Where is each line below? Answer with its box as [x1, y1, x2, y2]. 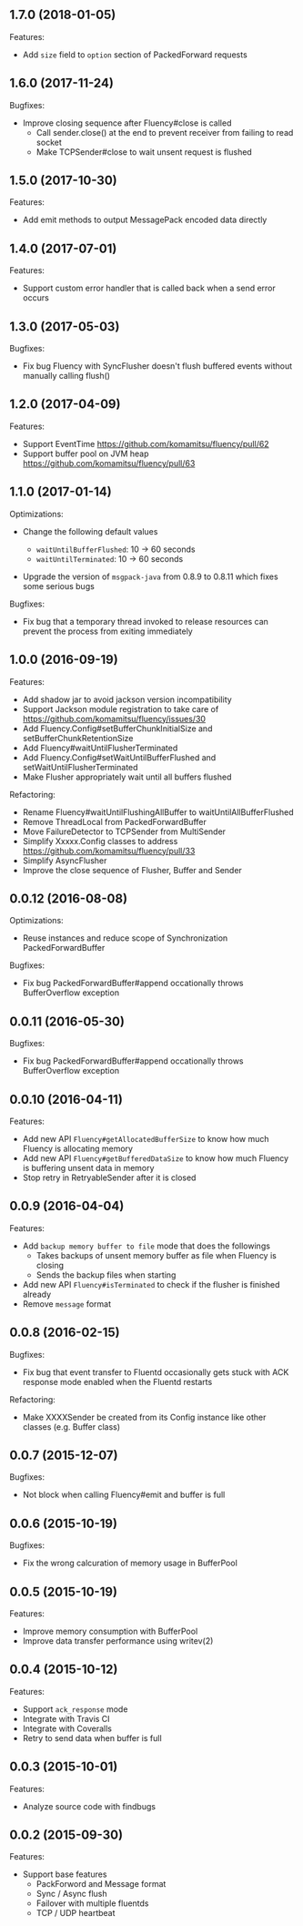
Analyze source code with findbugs [22, 1800, 157, 1811]
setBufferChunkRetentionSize [22, 732, 134, 743]
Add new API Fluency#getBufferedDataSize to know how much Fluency [22, 1152, 289, 1164]
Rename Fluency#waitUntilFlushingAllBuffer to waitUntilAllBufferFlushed [22, 806, 294, 818]
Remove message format [22, 1298, 112, 1309]
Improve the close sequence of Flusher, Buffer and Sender [22, 864, 243, 875]
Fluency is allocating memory [22, 1143, 134, 1154]
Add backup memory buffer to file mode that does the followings [22, 1240, 271, 1251]
